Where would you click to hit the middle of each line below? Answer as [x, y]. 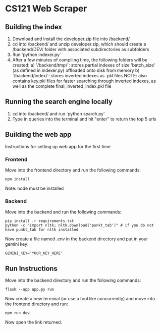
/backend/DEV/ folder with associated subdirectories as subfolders [81, 49]
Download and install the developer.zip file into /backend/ [71, 39]
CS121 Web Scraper [46, 9]
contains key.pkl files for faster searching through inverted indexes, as [84, 81]
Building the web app [38, 135]
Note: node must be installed [35, 188]
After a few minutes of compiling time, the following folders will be [80, 60]
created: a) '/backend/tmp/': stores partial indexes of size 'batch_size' [84, 65]
